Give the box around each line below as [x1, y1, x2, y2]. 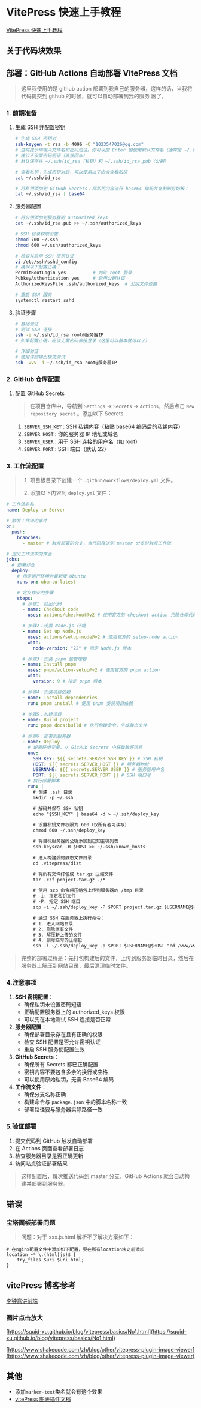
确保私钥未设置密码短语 [23, 1001, 82, 1008]
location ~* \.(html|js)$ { [6, 1252, 77, 1258]
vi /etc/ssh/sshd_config [14, 259, 77, 265]
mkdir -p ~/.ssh [32, 794, 74, 800]
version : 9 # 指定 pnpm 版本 [32, 678, 102, 684]
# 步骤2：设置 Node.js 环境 [22, 623, 86, 629]
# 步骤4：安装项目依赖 [22, 689, 71, 695]
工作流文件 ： [14, 1083, 47, 1090]
